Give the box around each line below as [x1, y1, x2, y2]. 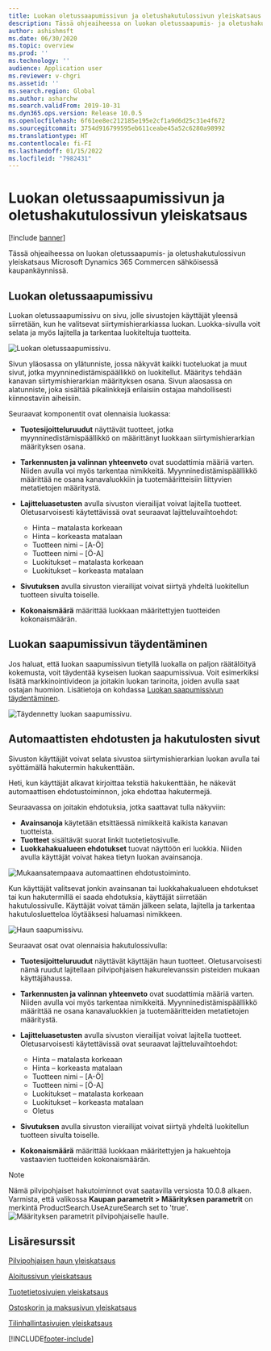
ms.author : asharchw [8, 94, 78, 102]
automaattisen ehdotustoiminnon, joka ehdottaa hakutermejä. [8, 786, 212, 796]
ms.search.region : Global [8, 86, 95, 95]
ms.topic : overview [8, 42, 74, 50]
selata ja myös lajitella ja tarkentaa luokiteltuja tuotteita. [8, 328, 192, 337]
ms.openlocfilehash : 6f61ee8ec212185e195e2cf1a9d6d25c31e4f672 [8, 117, 226, 125]
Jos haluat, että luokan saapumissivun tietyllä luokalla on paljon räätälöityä [8, 659, 256, 668]
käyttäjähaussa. [19, 973, 73, 983]
